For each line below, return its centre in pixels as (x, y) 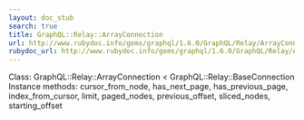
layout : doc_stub (41, 18)
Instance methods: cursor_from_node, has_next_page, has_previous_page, (148, 87)
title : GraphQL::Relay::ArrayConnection (86, 34)
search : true (33, 26)
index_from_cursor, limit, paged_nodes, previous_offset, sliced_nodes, (140, 97)
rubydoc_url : (33, 51)
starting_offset (35, 106)
